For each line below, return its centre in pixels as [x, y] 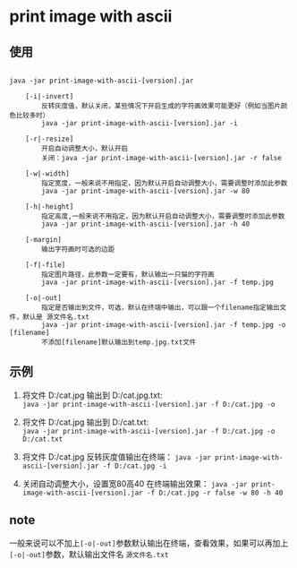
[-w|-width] [47, 174]
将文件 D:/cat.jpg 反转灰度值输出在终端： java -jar [117, 456]
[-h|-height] [50, 207]
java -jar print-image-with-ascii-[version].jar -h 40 [146, 224]
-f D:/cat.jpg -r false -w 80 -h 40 [215, 493]
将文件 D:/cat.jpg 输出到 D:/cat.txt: [85, 422]
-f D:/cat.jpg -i [135, 466]
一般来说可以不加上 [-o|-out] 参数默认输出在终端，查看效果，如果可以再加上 [149, 543]
